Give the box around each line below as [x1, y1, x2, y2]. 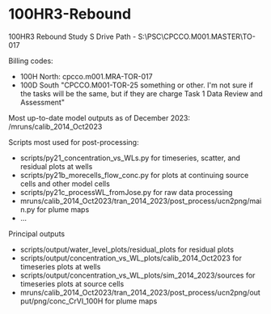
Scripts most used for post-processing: [8, 137, 139, 146]
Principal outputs [8, 228, 66, 239]
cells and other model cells [19, 179, 111, 189]
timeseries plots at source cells [19, 278, 125, 288]
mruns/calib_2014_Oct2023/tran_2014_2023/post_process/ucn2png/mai [19, 196, 262, 206]
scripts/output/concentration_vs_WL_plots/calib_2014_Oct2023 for [19, 252, 243, 263]
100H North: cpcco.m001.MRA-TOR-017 [19, 71, 153, 81]
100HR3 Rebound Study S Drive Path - [8, 32, 137, 41]
